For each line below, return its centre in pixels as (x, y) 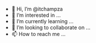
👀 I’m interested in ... (36, 15)
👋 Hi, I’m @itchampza (37, 9)
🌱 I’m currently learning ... (42, 21)
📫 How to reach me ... (38, 34)
